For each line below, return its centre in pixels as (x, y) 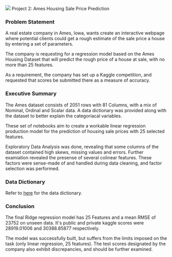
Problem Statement (30, 22)
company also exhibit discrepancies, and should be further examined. (79, 249)
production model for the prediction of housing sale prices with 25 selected (85, 131)
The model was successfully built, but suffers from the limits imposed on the (86, 238)
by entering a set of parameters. (39, 44)
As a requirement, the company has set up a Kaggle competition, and (79, 75)
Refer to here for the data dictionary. (44, 193)
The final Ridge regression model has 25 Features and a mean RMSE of (81, 217)
